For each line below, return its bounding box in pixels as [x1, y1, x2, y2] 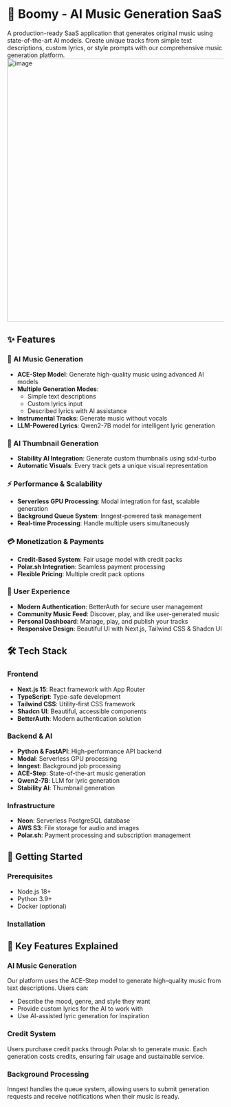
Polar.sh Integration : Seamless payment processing [16, 562, 166, 571]
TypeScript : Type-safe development [16, 692, 121, 701]
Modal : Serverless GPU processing [16, 754, 118, 763]
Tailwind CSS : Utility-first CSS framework [16, 699, 135, 708]
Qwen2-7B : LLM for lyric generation [16, 776, 120, 784]
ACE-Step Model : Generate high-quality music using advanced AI [16, 370, 204, 378]
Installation [7, 919, 46, 929]
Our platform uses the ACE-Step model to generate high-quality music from [7, 977, 221, 985]
